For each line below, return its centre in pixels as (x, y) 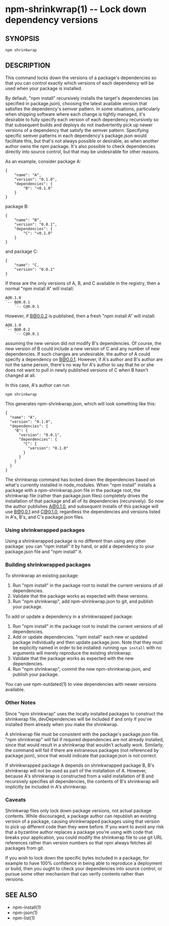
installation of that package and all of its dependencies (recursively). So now (84, 501)
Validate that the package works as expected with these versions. (81, 596)
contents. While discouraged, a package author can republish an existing (81, 816)
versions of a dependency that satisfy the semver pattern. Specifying (77, 130)
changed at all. (21, 375)
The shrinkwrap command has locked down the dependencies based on (80, 479)
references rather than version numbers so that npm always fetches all (78, 843)
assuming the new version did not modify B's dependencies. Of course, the (83, 343)
